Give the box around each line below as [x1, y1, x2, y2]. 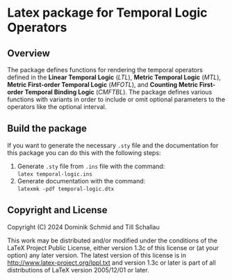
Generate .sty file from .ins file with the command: [17, 162, 165, 170]
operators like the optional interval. [7, 103, 107, 110]
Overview [7, 47, 51, 59]
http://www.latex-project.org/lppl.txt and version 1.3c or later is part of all [7, 258, 217, 267]
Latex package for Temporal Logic [7, 5, 208, 21]
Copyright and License [7, 204, 108, 216]
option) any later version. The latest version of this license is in [7, 251, 186, 259]
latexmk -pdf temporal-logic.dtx [17, 186, 115, 192]
